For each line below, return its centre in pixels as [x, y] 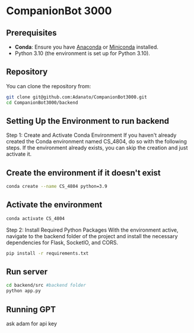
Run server [27, 272]
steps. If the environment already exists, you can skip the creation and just [97, 148]
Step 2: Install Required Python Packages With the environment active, [93, 230]
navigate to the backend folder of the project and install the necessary [92, 236]
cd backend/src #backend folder [46, 286]
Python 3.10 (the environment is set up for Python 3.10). [82, 53]
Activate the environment [54, 205]
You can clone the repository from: [49, 86]
